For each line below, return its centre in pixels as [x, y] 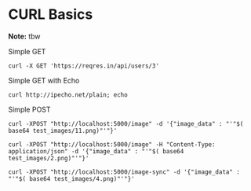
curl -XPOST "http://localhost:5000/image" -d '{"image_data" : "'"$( [126, 123]
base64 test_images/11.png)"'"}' [63, 130]
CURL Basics [51, 15]
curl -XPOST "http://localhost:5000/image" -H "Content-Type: [112, 144]
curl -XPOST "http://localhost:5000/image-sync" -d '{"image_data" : [124, 172]
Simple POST [29, 109]
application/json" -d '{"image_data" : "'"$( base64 [96, 151]
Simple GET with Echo [44, 80]
